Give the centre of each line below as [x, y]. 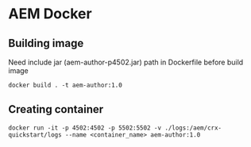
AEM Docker [50, 14]
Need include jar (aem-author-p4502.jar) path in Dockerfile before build [126, 62]
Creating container [56, 109]
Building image [46, 43]
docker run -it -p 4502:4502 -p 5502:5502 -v [85, 128]
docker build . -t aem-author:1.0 [66, 85]
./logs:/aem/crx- [193, 128]
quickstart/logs [35, 135]
